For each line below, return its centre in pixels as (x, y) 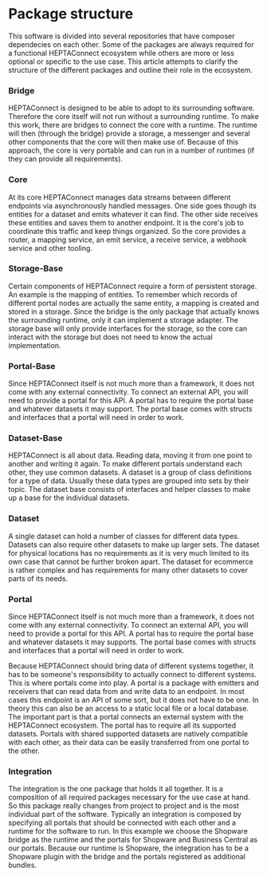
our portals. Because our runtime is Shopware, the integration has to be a (129, 848)
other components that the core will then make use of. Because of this (124, 142)
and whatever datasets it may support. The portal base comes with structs (130, 409)
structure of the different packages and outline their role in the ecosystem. (130, 69)
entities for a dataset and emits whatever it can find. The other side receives (133, 214)
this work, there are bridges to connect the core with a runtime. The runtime (133, 125)
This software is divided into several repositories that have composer (122, 36)
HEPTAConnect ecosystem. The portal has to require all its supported (122, 725)
